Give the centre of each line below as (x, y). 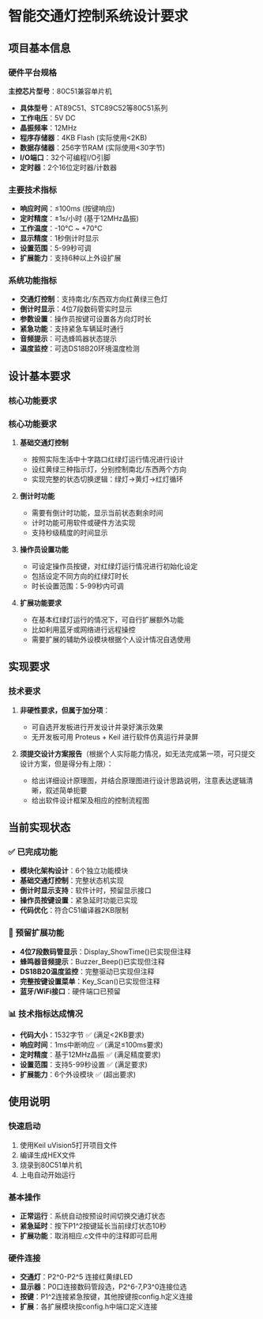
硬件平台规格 (33, 72)
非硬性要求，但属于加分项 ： (65, 710)
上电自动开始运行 (47, 1175)
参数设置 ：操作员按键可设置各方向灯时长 (85, 319)
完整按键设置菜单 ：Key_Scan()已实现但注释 (90, 981)
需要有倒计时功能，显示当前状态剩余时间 (97, 513)
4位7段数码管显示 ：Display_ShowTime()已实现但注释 (105, 952)
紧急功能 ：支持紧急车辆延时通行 (71, 329)
